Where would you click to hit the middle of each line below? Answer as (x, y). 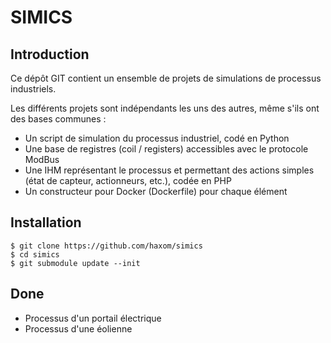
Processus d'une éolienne (78, 328)
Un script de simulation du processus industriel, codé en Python (157, 138)
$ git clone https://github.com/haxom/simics (106, 246)
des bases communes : (58, 119)
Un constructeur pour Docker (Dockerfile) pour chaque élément (156, 191)
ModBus (42, 159)
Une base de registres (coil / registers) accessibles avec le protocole (166, 149)
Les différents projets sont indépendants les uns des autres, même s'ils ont (165, 108)
